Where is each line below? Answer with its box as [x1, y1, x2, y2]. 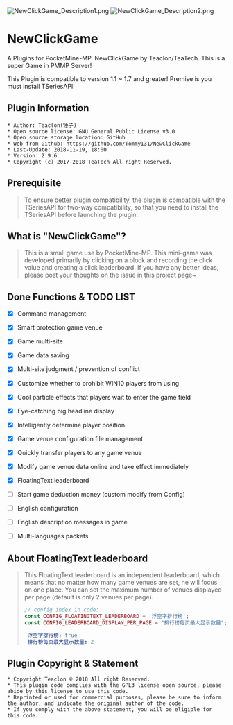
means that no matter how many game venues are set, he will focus [24, 579, 218, 587]
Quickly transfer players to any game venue [17, 448, 142, 457]
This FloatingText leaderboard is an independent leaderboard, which [24, 571, 220, 579]
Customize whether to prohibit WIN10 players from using [17, 379, 180, 387]
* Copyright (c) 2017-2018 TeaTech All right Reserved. [7, 158, 172, 165]
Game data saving [17, 351, 69, 359]
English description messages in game [17, 518, 128, 527]
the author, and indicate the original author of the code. [7, 700, 185, 707]
